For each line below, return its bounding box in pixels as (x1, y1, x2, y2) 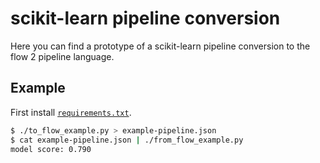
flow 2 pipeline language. (10, 50, 115, 62)
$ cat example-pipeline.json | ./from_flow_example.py (10, 135, 244, 145)
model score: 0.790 (10, 144, 92, 154)
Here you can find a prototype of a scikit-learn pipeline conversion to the (10, 40, 311, 52)
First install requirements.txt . (10, 106, 132, 118)
